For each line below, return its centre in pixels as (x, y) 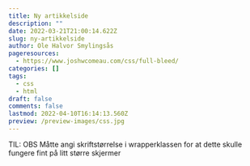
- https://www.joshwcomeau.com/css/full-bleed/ (97, 62)
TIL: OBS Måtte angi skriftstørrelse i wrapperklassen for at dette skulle (125, 144)
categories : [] (34, 69)
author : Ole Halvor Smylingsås (61, 46)
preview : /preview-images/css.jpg (67, 121)
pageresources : (34, 53)
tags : (17, 76)
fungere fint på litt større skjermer (65, 153)
